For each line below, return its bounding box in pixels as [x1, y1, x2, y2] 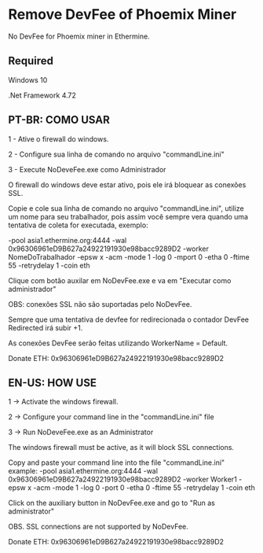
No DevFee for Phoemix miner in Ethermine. [8, 31, 151, 41]
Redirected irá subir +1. [8, 323, 83, 332]
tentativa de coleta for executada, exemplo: [8, 220, 148, 230]
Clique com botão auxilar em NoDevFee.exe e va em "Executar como [8, 275, 232, 285]
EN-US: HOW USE [8, 376, 97, 389]
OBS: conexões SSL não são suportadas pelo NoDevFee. [8, 299, 192, 308]
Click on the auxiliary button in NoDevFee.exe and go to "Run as [8, 498, 216, 508]
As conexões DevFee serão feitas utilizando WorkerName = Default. [8, 338, 228, 348]
